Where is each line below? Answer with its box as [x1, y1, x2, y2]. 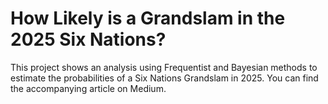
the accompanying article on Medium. [10, 82, 167, 94]
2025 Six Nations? [10, 28, 167, 51]
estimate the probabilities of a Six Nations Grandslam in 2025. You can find [10, 72, 319, 84]
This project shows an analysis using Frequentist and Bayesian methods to [10, 61, 318, 73]
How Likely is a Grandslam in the [10, 7, 286, 30]
